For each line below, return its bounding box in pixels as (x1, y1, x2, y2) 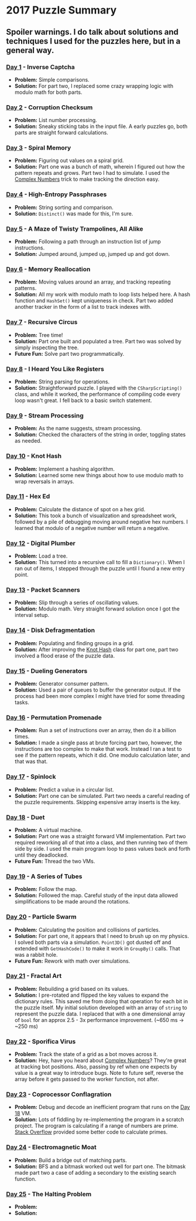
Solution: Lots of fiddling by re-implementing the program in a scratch (14, 1116, 184, 1123)
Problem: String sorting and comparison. (14, 204, 114, 211)
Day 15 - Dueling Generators (6, 667, 88, 675)
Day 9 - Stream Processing (6, 412, 84, 420)
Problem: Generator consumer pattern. (14, 680, 109, 687)
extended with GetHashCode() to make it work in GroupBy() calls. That (14, 945, 180, 952)
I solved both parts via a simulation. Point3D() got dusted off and (14, 939, 171, 946)
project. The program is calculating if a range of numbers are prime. (14, 1122, 178, 1129)
